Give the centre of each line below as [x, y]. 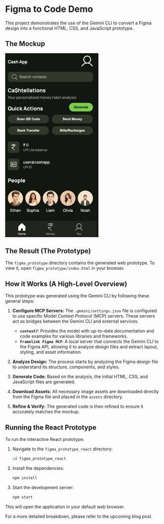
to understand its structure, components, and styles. [66, 367]
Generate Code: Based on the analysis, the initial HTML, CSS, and [80, 377]
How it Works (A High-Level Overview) [66, 284]
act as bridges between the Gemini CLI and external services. [76, 321]
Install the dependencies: [38, 468]
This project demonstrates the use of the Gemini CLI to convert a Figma [78, 23]
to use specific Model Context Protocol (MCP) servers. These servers [83, 316]
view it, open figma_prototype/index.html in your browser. [65, 268]
